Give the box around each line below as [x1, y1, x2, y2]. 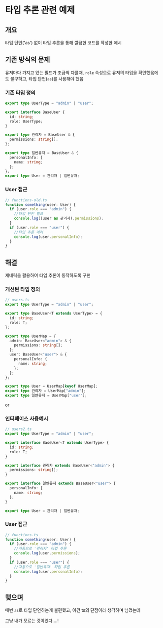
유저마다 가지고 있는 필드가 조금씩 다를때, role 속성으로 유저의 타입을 [5, 70, 137, 76]
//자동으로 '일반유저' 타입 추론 [14, 564, 70, 569]
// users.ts [5, 297, 30, 303]
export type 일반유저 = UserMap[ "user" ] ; [5, 393, 87, 398]
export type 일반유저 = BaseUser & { [5, 151, 79, 156]
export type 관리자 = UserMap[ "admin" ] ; [5, 389, 86, 393]
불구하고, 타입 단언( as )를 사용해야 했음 [10, 76, 84, 81]
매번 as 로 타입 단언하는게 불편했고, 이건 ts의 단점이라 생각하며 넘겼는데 [5, 607, 141, 613]
